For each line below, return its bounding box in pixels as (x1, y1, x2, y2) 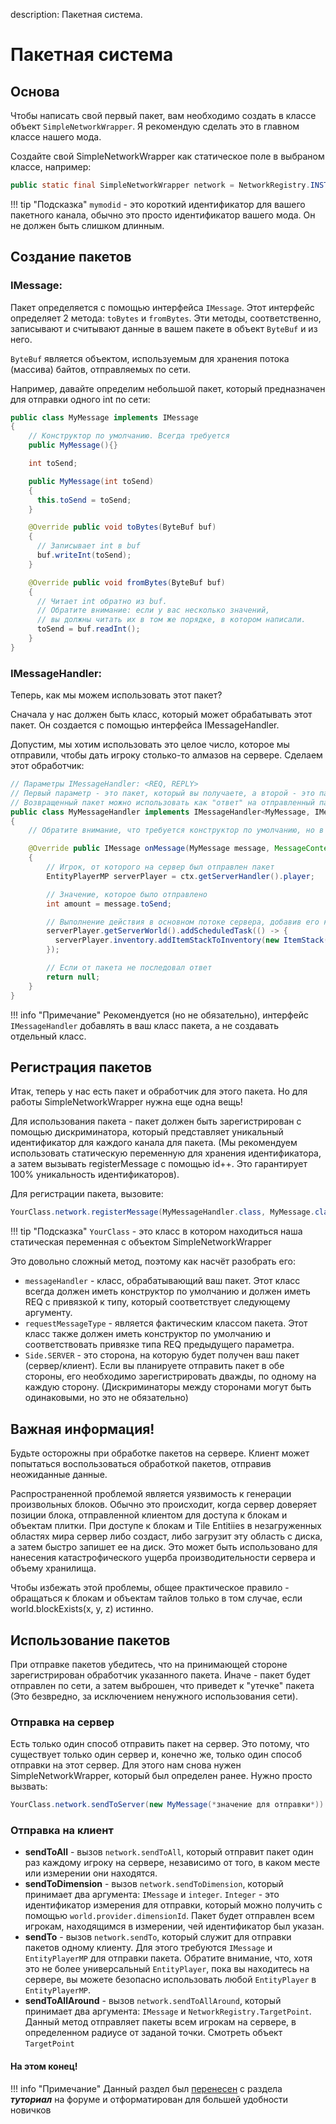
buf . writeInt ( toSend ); (36, 550, 132, 561)
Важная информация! (10, 1420, 155, 1438)
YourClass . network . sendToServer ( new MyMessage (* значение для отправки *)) (10, 1800, 325, 1810)
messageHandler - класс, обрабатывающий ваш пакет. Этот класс (24, 1275, 301, 1287)
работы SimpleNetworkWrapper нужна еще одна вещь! (10, 1096, 243, 1108)
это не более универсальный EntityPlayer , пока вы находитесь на (24, 1963, 310, 1975)
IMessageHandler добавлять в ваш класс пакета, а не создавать (10, 1019, 280, 1031)
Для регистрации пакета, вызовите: (10, 1188, 164, 1200)
